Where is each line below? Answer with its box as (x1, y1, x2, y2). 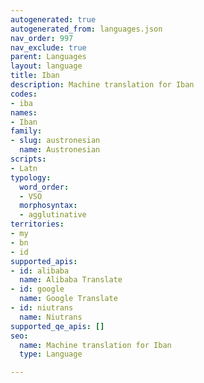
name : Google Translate (19, 294, 118, 304)
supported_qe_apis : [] (10, 321, 105, 331)
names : (10, 107, 38, 118)
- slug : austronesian (10, 136, 101, 146)
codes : (10, 89, 38, 99)
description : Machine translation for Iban (10, 80, 195, 90)
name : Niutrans (19, 312, 83, 322)
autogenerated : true (10, 14, 97, 25)
